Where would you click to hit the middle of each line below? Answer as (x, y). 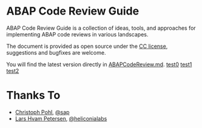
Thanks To (33, 96)
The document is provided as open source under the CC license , (87, 46)
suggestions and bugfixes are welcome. (56, 52)
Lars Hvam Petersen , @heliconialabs (61, 118)
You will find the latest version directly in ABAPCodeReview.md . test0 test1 (99, 64)
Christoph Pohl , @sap (42, 112)
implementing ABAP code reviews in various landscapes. (77, 34)
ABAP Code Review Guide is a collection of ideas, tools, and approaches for (101, 28)
